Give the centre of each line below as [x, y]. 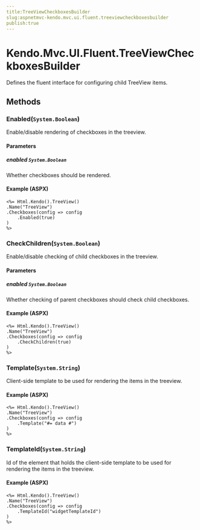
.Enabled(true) [36, 218]
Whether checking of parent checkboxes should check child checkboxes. [98, 299]
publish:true [23, 23]
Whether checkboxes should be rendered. [59, 175]
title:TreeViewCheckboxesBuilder [48, 12]
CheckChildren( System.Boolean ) [53, 243]
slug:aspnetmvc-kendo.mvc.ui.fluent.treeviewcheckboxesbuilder [88, 18]
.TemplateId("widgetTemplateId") [59, 511]
